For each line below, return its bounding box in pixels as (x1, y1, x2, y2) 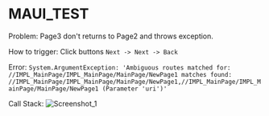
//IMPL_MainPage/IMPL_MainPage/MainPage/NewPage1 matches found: (8, 70, 232, 78)
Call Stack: (8, 98, 44, 108)
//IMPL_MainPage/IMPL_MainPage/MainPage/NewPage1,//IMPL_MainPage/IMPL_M (8, 78, 262, 86)
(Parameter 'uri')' (101, 85, 168, 93)
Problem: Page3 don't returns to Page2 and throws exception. (8, 31, 213, 41)
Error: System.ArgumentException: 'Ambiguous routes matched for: (8, 62, 231, 72)
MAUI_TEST (8, 5, 89, 23)
